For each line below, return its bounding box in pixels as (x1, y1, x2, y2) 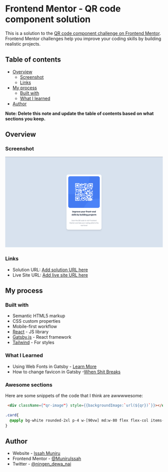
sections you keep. (5, 116, 46, 122)
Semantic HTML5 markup (12, 313, 65, 319)
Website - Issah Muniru (12, 450, 61, 456)
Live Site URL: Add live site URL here (12, 272, 88, 278)
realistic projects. (5, 41, 41, 47)
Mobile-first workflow (12, 324, 57, 330)
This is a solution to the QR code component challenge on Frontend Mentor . (5, 30, 161, 36)
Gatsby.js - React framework (12, 334, 71, 340)
